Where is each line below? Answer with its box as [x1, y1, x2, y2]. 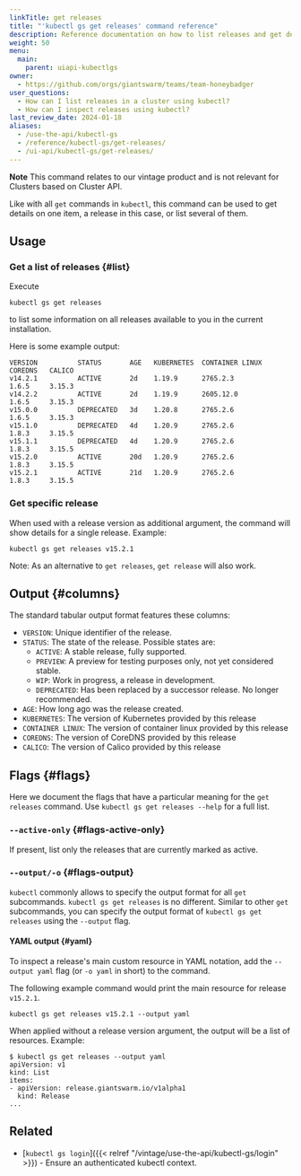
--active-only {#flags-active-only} [9, 823, 166, 836]
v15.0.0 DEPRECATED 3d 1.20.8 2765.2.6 [9, 406, 235, 415]
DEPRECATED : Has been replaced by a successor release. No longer [35, 684, 279, 696]
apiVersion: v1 [9, 1060, 66, 1069]
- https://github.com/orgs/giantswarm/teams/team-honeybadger [17, 80, 254, 89]
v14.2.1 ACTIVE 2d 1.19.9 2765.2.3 [9, 374, 235, 383]
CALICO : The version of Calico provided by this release [21, 742, 221, 752]
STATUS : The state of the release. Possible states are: [21, 636, 216, 647]
